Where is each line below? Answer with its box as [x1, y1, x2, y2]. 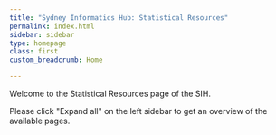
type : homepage [9, 38, 67, 48]
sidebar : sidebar [9, 30, 75, 39]
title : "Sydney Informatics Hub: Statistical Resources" [9, 13, 229, 23]
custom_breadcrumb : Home [9, 55, 103, 64]
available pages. [9, 115, 71, 126]
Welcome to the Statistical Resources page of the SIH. [9, 88, 211, 99]
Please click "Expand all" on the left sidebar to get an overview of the [9, 106, 268, 116]
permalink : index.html [9, 22, 95, 31]
